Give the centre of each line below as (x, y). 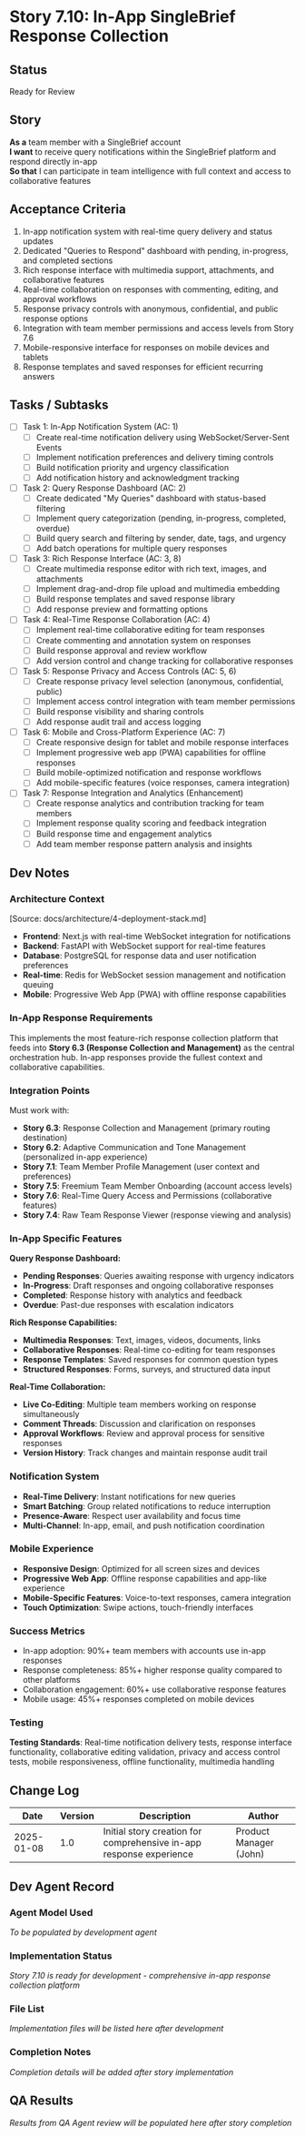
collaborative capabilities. (57, 1067)
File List (27, 2009)
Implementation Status (61, 1956)
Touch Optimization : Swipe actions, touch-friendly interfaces (138, 1607)
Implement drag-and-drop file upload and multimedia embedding (158, 589)
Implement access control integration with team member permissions (166, 701)
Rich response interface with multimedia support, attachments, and (148, 269)
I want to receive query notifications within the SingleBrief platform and (143, 151)
